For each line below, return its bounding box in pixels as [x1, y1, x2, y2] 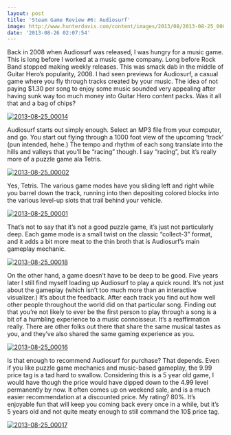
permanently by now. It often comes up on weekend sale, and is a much [7, 386, 211, 394]
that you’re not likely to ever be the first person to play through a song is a [7, 308, 217, 316]
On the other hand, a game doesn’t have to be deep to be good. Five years [7, 271, 219, 280]
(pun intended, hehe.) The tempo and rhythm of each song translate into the [7, 140, 223, 148]
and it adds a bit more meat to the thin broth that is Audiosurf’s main [7, 238, 200, 246]
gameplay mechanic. [7, 245, 67, 253]
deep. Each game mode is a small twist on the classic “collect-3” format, [7, 230, 212, 238]
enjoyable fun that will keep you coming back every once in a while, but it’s [7, 400, 219, 409]
